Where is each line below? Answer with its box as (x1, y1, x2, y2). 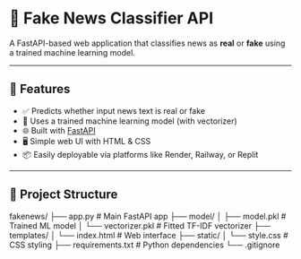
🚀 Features (9, 82, 71, 97)
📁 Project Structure (9, 187, 118, 203)
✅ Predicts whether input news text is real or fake (21, 105, 206, 116)
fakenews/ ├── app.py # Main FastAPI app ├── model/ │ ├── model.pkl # (9, 211, 287, 221)
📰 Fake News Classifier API (9, 8, 213, 29)
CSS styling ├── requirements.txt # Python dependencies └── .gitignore (9, 239, 280, 250)
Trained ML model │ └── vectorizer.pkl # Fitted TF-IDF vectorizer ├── (9, 220, 271, 231)
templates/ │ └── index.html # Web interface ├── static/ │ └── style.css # (9, 229, 288, 240)
